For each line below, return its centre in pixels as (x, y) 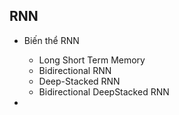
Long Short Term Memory (92, 60)
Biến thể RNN (51, 40)
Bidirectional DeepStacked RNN (104, 91)
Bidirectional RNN (75, 70)
